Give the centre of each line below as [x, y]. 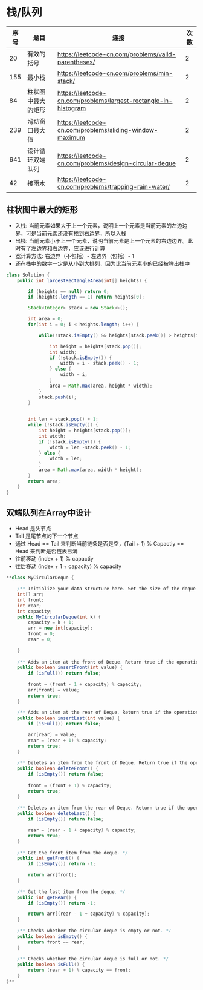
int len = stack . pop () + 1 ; [63, 419]
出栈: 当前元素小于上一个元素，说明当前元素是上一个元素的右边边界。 [101, 240]
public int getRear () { [47, 897]
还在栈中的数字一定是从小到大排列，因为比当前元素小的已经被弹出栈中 [102, 263]
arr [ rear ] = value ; [53, 735]
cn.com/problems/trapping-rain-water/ [114, 186]
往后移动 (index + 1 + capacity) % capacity [68, 566]
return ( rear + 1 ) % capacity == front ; [79, 970]
